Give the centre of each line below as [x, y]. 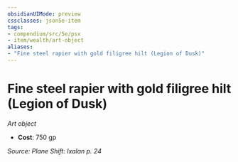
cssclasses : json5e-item [44, 21]
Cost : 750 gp [37, 137]
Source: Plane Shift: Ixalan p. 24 [54, 151]
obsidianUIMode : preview [44, 14]
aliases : [20, 47]
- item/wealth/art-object [45, 40]
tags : [15, 27]
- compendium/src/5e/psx [44, 34]
